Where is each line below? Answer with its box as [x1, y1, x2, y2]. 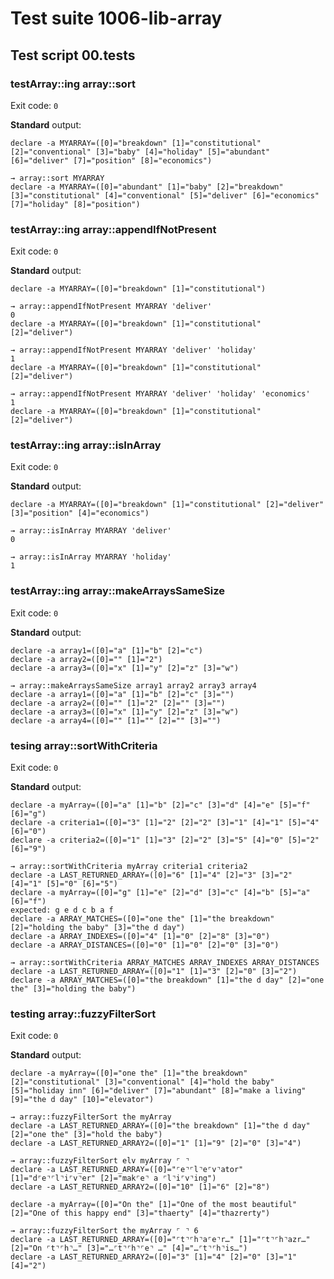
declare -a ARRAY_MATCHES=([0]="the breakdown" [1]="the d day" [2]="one [10, 975, 325, 986]
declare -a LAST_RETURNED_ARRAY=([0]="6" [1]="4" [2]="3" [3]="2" [10, 870, 293, 881]
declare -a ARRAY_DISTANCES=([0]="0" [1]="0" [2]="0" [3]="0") [10, 940, 280, 951]
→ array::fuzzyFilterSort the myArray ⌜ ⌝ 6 [10, 1226, 199, 1236]
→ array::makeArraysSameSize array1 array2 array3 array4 [10, 680, 257, 691]
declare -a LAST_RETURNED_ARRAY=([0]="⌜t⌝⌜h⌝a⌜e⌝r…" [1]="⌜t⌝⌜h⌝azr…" [10, 1235, 311, 1245]
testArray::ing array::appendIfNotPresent [10, 222, 217, 236]
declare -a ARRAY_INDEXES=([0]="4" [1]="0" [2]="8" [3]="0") [10, 932, 271, 942]
